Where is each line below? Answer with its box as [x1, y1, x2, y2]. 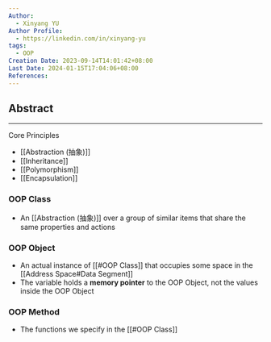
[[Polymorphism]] [19, 165, 79, 174]
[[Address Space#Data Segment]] [19, 269, 133, 279]
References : [8, 72, 48, 80]
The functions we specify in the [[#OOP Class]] [19, 324, 178, 335]
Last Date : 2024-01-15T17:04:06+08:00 [8, 65, 139, 73]
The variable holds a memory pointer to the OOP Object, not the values [19, 277, 258, 287]
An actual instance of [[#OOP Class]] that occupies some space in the [19, 261, 253, 270]
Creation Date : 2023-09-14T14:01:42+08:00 [8, 57, 153, 65]
